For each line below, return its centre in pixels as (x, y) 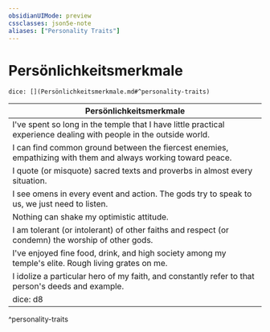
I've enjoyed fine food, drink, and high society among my (119, 253)
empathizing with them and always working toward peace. (122, 158)
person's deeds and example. (68, 286)
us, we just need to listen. (60, 204)
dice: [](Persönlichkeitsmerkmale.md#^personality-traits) (109, 92)
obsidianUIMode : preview (50, 16)
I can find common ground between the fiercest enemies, (121, 148)
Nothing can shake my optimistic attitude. (90, 217)
